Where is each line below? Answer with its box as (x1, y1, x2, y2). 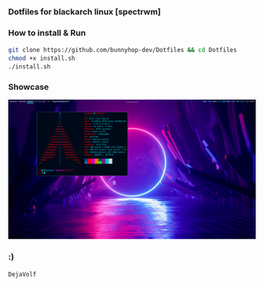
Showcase (8, 81, 49, 92)
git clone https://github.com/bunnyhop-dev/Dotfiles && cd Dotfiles (8, 46, 237, 54)
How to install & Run (8, 27, 86, 38)
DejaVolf (8, 270, 37, 278)
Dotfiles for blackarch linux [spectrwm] (8, 6, 161, 17)
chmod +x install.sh (8, 54, 76, 63)
